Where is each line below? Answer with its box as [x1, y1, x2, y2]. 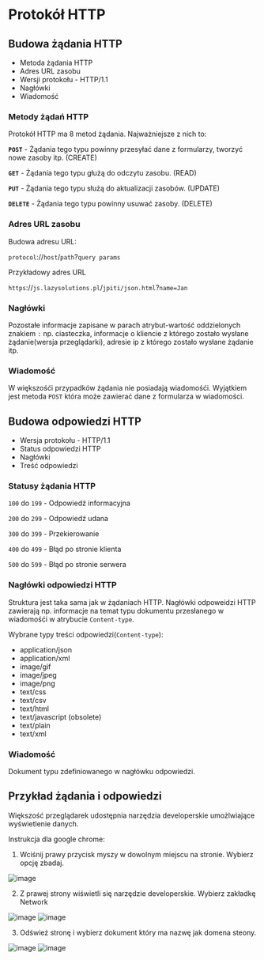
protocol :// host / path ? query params [8, 251, 121, 262]
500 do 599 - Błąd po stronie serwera [8, 560, 126, 569]
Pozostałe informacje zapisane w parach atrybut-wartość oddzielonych [8, 320, 241, 330]
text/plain [19, 720, 51, 730]
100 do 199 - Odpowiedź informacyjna [8, 498, 130, 508]
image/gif [19, 662, 51, 671]
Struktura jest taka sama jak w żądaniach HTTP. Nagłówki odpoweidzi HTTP [8, 597, 256, 607]
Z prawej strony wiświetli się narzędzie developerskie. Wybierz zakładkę [19, 888, 256, 898]
